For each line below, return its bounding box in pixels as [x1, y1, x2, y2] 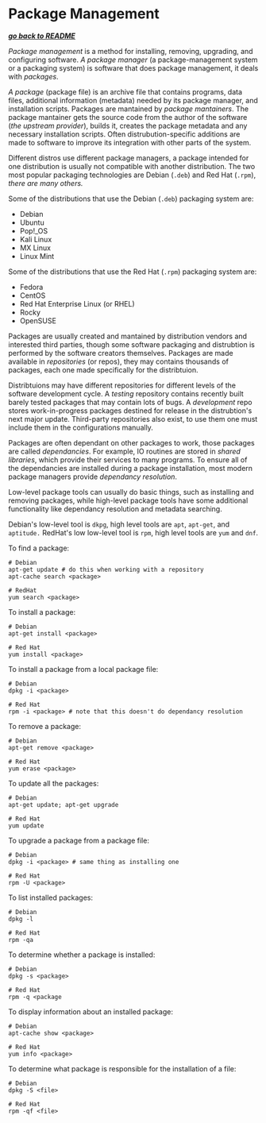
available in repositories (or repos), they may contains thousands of [8, 357, 229, 366]
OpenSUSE [19, 315, 57, 326]
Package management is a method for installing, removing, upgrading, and [8, 46, 253, 56]
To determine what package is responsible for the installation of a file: [8, 1063, 237, 1073]
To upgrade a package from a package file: [8, 835, 149, 845]
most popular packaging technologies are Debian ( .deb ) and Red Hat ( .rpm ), [8, 170, 256, 179]
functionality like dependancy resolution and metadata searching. [8, 504, 222, 513]
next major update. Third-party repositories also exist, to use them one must [8, 414, 258, 423]
